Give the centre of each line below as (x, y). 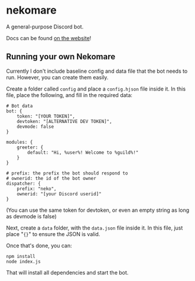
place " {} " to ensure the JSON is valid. (53, 234)
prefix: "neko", (37, 189)
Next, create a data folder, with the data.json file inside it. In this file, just (95, 228)
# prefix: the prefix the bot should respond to (67, 173)
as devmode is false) (32, 216)
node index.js (24, 261)
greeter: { (30, 147)
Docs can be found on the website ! (49, 38)
